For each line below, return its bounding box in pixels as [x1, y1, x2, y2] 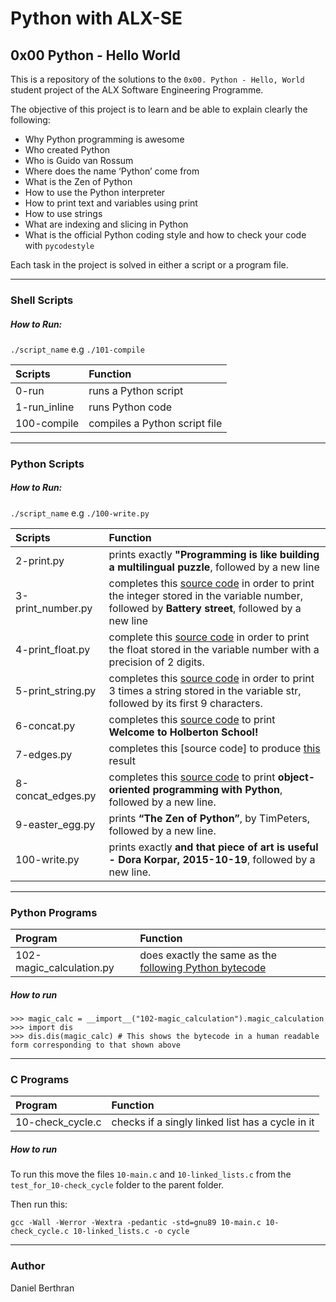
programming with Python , [152, 782, 283, 796]
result [108, 753, 136, 767]
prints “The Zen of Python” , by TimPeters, [108, 811, 310, 825]
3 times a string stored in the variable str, [108, 683, 302, 697]
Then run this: [10, 1198, 68, 1211]
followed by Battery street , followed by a [108, 601, 302, 615]
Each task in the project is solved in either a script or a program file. [10, 259, 289, 271]
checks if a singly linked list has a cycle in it [111, 1115, 315, 1129]
